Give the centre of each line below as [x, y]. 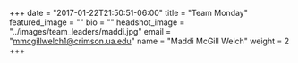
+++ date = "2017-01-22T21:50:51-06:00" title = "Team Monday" [129, 13]
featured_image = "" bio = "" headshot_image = [97, 22]
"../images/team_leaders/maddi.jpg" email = [90, 31]
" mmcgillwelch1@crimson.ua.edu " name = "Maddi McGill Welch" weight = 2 [149, 41]
